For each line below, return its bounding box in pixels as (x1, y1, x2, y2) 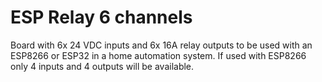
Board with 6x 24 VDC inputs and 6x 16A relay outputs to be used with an (10, 39, 313, 51)
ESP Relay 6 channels (10, 6, 193, 29)
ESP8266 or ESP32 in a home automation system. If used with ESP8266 (10, 49, 307, 61)
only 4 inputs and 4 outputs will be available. (10, 60, 195, 72)
